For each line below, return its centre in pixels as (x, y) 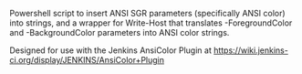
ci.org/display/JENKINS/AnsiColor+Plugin (87, 60)
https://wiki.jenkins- (251, 50)
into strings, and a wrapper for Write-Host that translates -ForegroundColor (151, 23)
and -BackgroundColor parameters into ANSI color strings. (120, 32)
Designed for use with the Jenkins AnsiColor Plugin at (110, 50)
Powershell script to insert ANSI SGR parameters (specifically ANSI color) (147, 13)
